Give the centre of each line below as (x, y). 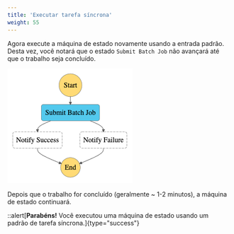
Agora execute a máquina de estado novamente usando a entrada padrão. (116, 43)
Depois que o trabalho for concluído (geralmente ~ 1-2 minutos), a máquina (117, 194)
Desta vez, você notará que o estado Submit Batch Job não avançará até (113, 51)
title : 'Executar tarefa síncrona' (60, 15)
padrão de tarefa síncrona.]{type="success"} (73, 223)
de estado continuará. (39, 201)
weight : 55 (23, 22)
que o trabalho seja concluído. (52, 58)
